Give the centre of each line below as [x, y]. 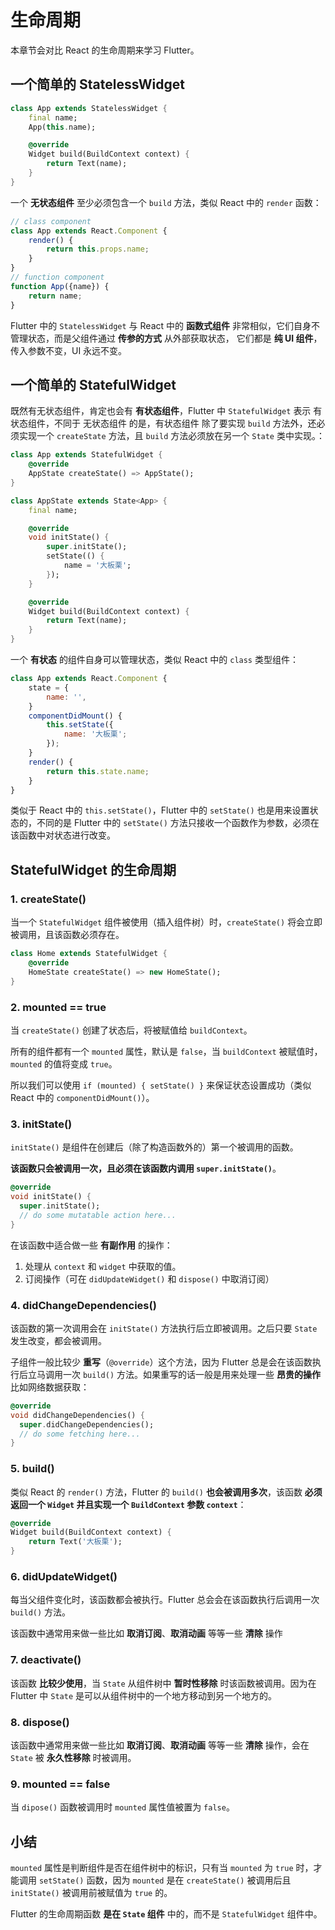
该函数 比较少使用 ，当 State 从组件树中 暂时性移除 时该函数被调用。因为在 [163, 1683]
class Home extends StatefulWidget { [89, 954]
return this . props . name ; [98, 249]
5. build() [32, 1469]
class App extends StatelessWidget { [89, 108]
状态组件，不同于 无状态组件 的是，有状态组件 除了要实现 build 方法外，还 [163, 423]
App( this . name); [62, 127]
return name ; [55, 296]
